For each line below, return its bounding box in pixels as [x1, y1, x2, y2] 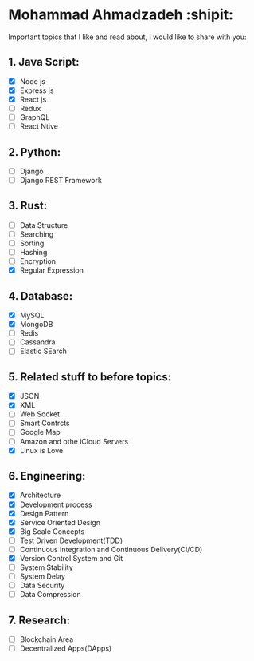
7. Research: [8, 613, 71, 627]
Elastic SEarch [19, 346, 68, 356]
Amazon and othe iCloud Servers [19, 436, 129, 446]
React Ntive [19, 121, 58, 131]
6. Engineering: [8, 469, 86, 483]
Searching [19, 229, 54, 239]
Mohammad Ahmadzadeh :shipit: [8, 6, 233, 24]
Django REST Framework [19, 176, 102, 185]
